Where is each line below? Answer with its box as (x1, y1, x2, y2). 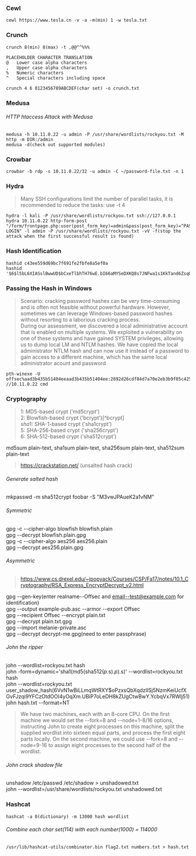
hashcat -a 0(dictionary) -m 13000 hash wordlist (6, 813, 129, 820)
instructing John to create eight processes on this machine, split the (20, 723, 184, 730)
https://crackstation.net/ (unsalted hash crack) (20, 462, 132, 469)
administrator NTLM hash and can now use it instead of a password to (20, 347, 190, 354)
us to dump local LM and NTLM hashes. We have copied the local (20, 341, 178, 348)
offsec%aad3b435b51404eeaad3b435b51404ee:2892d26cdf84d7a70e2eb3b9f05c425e (6, 376, 194, 382)
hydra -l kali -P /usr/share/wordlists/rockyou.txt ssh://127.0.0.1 (6, 213, 176, 219)
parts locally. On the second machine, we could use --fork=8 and (20, 735, 178, 742)
